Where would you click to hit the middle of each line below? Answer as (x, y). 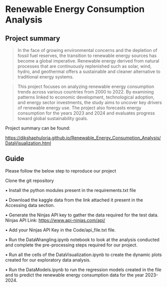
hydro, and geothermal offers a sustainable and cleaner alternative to (89, 71)
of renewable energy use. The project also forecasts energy (79, 108)
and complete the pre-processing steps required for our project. (71, 245)
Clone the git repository (30, 180)
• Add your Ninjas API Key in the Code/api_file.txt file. (61, 230)
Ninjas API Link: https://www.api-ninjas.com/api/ (55, 220)
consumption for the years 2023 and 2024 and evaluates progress (86, 113)
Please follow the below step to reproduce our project (61, 170)
